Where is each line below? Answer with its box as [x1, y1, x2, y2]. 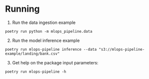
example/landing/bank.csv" [5, 51, 60, 56]
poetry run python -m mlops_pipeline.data [5, 29, 93, 34]
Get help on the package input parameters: [12, 59, 99, 65]
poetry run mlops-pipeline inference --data [5, 47, 97, 52]
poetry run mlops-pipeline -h [5, 69, 67, 74]
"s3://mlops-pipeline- [98, 47, 145, 52]
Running [5, 3, 40, 15]
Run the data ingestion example [12, 20, 76, 25]
